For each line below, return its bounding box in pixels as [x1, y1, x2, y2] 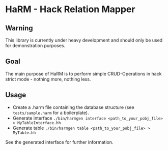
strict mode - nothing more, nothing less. [5, 76, 91, 82]
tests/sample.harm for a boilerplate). [12, 109, 89, 116]
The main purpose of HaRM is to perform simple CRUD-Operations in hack [5, 70, 162, 77]
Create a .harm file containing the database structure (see [12, 104, 134, 110]
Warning [5, 24, 33, 32]
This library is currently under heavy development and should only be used [5, 37, 163, 43]
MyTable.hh [12, 130, 36, 135]
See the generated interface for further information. [5, 139, 114, 145]
